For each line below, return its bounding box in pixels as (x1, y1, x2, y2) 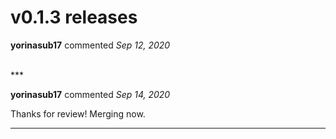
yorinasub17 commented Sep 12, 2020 (10, 39, 171, 51)
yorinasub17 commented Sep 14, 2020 (10, 88, 171, 100)
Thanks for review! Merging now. (10, 107, 146, 120)
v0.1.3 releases (10, 6, 138, 29)
